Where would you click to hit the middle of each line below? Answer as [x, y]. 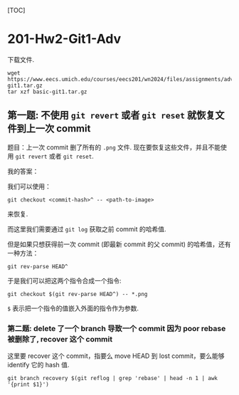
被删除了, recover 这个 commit [60, 339]
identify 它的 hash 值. [38, 365]
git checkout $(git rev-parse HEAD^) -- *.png [78, 294]
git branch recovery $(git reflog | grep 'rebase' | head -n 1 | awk [113, 379]
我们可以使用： [29, 186]
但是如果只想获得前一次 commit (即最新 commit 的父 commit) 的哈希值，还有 [119, 244]
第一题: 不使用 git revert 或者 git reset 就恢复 [111, 116]
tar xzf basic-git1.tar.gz [47, 92]
